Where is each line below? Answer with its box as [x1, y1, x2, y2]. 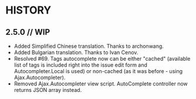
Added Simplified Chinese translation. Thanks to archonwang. [13, 42, 164, 49]
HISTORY [5, 4, 52, 17]
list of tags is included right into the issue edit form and [13, 61, 148, 68]
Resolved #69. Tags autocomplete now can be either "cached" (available [13, 55, 191, 62]
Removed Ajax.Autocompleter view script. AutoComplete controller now [13, 80, 188, 87]
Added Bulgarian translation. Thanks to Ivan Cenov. [13, 49, 138, 56]
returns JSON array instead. [13, 87, 82, 93]
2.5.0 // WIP [5, 27, 50, 37]
